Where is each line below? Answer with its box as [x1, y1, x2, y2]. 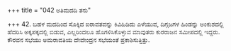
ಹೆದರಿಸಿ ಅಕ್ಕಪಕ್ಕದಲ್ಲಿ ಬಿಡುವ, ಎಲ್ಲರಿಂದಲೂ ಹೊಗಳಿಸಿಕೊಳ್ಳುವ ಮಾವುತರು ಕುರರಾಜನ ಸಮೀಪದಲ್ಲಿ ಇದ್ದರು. [7, 28, 220, 36]
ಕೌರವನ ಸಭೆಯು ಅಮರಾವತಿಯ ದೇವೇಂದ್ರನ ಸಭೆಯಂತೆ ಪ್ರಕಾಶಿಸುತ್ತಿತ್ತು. [7, 36, 150, 44]
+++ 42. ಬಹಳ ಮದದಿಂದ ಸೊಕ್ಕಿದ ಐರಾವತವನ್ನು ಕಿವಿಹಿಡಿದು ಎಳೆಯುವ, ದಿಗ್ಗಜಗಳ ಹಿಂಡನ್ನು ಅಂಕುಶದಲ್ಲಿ [7, 20, 225, 28]
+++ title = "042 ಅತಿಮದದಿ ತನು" [7, 6, 91, 14]
